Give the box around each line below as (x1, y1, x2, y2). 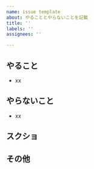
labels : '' (6, 25, 34, 32)
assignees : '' (6, 31, 42, 37)
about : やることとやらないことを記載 (6, 14, 89, 21)
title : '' (6, 20, 31, 26)
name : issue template (6, 8, 61, 15)
